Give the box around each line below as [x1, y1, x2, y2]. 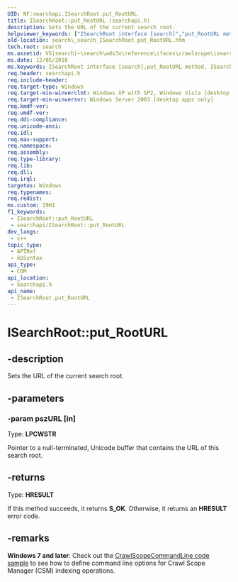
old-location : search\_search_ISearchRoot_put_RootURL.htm [7, 37, 186, 44]
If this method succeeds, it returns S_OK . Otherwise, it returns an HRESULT [7, 504, 227, 512]
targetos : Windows [7, 182, 62, 189]
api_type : [7, 261, 37, 268]
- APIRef [10, 248, 37, 256]
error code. [7, 512, 40, 520]
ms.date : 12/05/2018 [7, 57, 69, 64]
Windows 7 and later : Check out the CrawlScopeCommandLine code [7, 551, 210, 559]
